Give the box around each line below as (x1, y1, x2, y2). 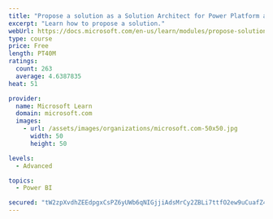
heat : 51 (8, 79, 38, 88)
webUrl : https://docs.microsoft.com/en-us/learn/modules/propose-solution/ (8, 27, 271, 35)
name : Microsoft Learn (15, 102, 93, 110)
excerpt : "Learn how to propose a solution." (8, 19, 165, 28)
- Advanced (15, 161, 53, 170)
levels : (8, 154, 35, 162)
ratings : (8, 58, 38, 66)
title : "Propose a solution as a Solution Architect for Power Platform (8, 11, 260, 20)
